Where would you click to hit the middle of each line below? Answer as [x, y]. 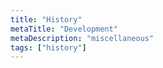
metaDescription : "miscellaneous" [82, 38]
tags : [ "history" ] [48, 47]
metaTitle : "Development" [64, 29]
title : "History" [46, 19]
